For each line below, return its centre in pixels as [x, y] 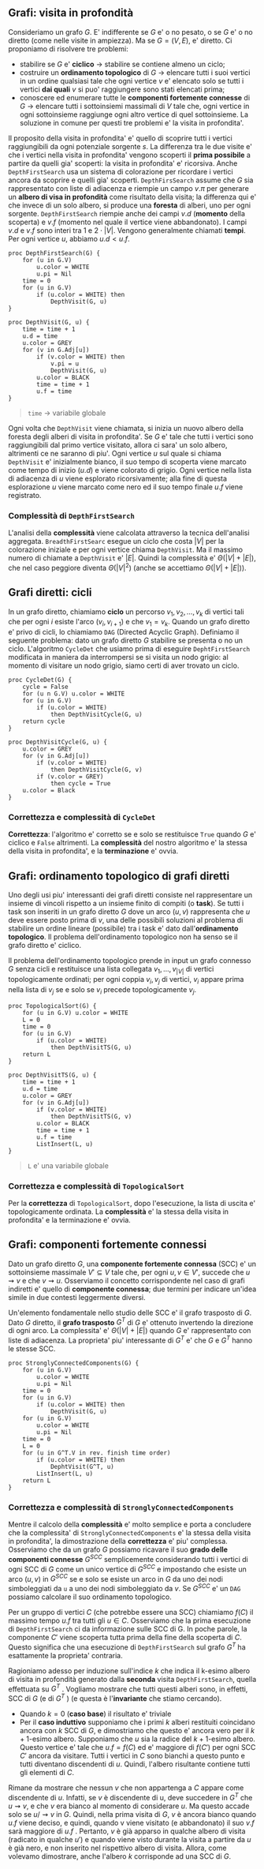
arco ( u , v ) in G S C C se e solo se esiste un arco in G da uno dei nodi [115, 1578]
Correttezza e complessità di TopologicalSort [97, 1185]
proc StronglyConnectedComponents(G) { [74, 1363]
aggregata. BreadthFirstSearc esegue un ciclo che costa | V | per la [116, 541]
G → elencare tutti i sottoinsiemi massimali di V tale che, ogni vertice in [134, 106]
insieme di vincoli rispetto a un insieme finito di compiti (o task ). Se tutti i [126, 904]
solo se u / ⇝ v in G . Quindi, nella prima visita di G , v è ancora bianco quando [132, 1814]
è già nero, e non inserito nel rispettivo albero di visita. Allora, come [117, 1848]
